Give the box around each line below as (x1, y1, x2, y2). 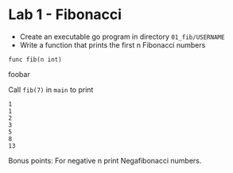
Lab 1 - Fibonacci (8, 6, 122, 24)
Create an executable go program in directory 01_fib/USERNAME (19, 32, 225, 41)
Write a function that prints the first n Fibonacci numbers (19, 40, 206, 49)
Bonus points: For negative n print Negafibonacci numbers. (8, 156, 202, 165)
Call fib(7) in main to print (8, 85, 94, 94)
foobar (8, 69, 30, 79)
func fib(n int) (8, 56, 62, 63)
